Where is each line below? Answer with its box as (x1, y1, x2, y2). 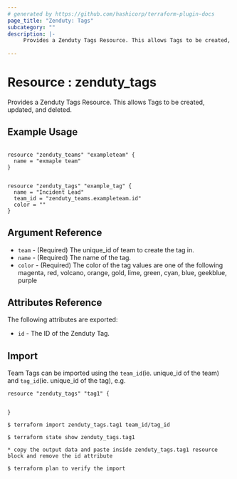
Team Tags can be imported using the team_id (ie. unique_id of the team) (7, 369, 219, 378)
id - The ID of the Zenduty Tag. (17, 329, 110, 338)
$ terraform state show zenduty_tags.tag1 (7, 434, 135, 441)
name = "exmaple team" (14, 158, 81, 165)
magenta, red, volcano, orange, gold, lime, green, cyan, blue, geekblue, (17, 268, 228, 277)
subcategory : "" (7, 24, 56, 31)
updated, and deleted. (7, 105, 73, 114)
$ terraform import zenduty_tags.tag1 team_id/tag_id (7, 421, 171, 428)
